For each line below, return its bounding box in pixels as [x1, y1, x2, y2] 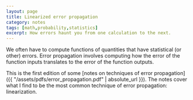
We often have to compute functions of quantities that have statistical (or [6, 46, 182, 53]
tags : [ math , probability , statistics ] [6, 24, 98, 31]
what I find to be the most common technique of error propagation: [6, 82, 168, 89]
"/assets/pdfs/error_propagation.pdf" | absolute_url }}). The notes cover [13, 76, 188, 83]
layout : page [6, 8, 38, 15]
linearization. [6, 88, 37, 95]
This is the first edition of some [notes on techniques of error [6, 70, 153, 77]
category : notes [6, 19, 46, 25]
